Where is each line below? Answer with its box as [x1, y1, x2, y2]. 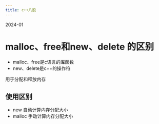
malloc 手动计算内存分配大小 [12, 113, 73, 119]
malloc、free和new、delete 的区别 [5, 41, 154, 53]
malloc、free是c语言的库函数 [12, 59, 74, 65]
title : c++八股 [5, 7, 36, 13]
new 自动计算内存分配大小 [12, 107, 68, 113]
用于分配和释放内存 [5, 76, 46, 82]
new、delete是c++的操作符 [12, 65, 71, 71]
